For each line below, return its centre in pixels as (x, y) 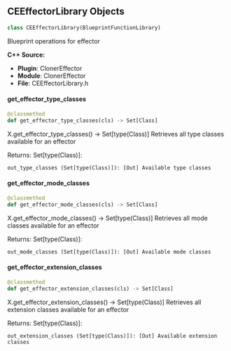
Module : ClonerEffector (51, 76)
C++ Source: (26, 55)
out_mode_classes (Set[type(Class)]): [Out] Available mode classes (109, 252)
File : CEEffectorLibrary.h (53, 83)
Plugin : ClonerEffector (50, 68)
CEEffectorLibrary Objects (66, 12)
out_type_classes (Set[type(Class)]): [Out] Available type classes (109, 167)
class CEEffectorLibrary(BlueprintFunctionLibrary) (84, 27)
